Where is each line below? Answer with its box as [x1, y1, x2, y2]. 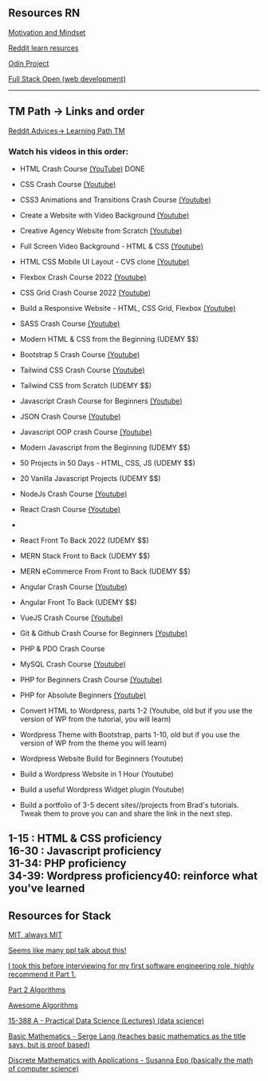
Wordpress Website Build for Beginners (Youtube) [19, 753, 183, 763]
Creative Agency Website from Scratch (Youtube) [19, 225, 183, 235]
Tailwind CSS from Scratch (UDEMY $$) [19, 380, 152, 390]
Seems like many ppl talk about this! [8, 946, 127, 956]
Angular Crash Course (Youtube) [19, 582, 128, 591]
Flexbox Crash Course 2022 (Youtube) [19, 272, 147, 282]
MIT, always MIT [8, 930, 62, 940]
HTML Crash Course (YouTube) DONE [19, 164, 145, 173]
